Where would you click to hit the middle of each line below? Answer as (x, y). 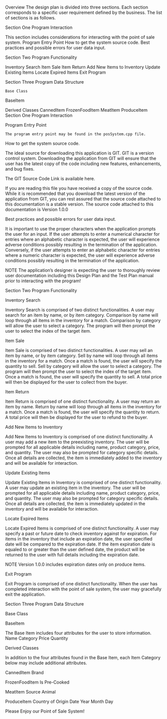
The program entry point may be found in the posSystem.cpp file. (76, 134)
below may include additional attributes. (46, 663)
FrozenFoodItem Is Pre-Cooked (37, 682)
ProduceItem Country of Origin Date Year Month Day (59, 702)
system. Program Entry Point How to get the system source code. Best (78, 42)
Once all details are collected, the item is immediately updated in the (75, 504)
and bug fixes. (20, 169)
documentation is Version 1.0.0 (37, 209)
